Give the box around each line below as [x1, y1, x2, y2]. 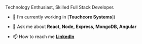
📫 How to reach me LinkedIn [12, 33, 75, 39]
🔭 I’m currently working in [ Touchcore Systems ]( [12, 14, 116, 19]
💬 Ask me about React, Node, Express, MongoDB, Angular [12, 23, 137, 29]
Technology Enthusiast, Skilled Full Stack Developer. [5, 4, 115, 10]
